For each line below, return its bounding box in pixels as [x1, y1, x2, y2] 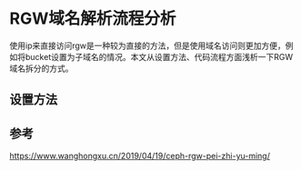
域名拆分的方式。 [9, 63, 74, 74]
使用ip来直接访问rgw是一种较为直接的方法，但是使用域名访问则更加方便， [9, 40, 287, 51]
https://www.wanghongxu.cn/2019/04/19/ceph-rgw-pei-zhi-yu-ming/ [9, 151, 270, 162]
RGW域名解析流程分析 [9, 8, 176, 29]
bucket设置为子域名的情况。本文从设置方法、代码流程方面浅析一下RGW [25, 51, 294, 62]
